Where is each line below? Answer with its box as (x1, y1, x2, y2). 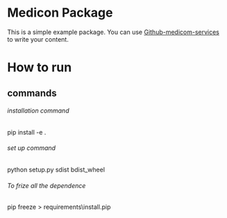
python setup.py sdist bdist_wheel (7, 165, 106, 174)
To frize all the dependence (7, 181, 86, 190)
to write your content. (7, 35, 69, 43)
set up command (7, 144, 56, 152)
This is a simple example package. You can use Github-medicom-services (7, 28, 220, 36)
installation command (7, 106, 69, 115)
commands (7, 87, 57, 99)
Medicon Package (7, 5, 113, 21)
